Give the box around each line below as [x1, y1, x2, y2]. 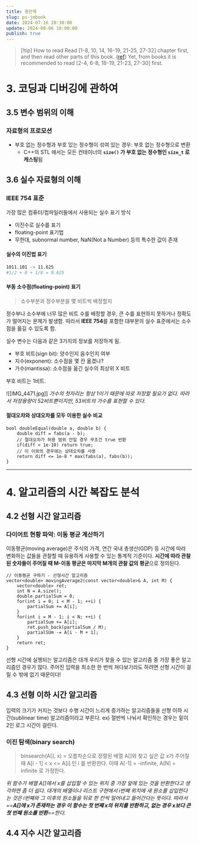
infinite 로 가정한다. [20, 767, 66, 774]
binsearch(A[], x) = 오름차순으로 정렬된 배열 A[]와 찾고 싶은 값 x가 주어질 [20, 752, 190, 760]
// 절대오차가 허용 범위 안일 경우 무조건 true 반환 [16, 437, 127, 443]
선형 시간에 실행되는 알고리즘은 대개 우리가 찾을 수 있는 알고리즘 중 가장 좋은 [6, 656, 181, 663]
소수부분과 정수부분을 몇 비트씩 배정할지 [20, 297, 113, 305]
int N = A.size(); [16, 588, 62, 594]
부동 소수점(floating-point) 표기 [6, 283, 81, 290]
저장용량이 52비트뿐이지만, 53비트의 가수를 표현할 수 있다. [12, 397, 146, 404]
